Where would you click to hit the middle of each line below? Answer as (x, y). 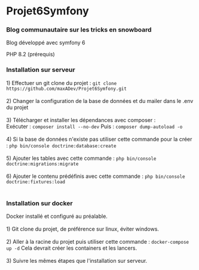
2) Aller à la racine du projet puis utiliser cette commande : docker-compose (98, 242)
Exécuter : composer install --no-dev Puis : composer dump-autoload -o (94, 126)
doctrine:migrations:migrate (42, 164)
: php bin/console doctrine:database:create (61, 145)
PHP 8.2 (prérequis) (30, 54)
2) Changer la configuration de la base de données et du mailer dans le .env (100, 101)
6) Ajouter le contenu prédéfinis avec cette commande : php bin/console (96, 176)
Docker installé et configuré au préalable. (57, 216)
